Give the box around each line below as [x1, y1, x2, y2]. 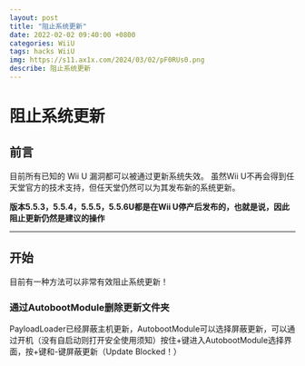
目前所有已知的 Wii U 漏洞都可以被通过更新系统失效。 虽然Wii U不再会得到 [9, 170, 287, 182]
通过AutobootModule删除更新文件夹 [9, 301, 170, 313]
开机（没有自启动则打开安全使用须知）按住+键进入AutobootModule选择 [16, 334, 284, 345]
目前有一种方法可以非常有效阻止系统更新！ [9, 276, 169, 287]
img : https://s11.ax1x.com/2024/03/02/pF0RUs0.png [9, 55, 205, 64]
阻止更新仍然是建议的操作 [9, 213, 105, 223]
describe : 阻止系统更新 [9, 64, 91, 74]
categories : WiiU [9, 38, 75, 48]
